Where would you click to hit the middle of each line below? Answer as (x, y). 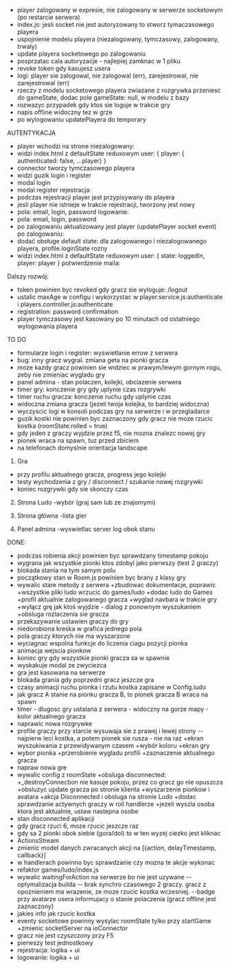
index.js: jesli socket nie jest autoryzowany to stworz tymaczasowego (115, 24)
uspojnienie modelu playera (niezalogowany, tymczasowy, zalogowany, (118, 39)
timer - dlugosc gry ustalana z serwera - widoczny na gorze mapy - (113, 709)
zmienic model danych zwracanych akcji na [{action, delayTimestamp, (116, 848)
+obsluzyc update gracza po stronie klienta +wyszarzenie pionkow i (113, 789)
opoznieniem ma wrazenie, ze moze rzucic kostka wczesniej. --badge (116, 892)
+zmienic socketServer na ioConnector (72, 928)
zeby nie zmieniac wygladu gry (61, 375)
